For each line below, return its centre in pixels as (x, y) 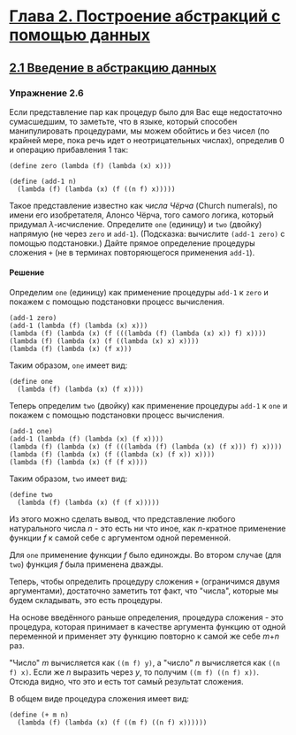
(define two (31, 495)
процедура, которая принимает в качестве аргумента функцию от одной (148, 627)
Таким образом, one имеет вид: (68, 365)
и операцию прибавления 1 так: (69, 149)
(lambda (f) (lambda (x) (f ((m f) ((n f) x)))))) (112, 723)
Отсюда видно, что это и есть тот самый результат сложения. (126, 682)
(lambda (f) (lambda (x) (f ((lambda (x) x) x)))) (104, 341)
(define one (31, 382)
